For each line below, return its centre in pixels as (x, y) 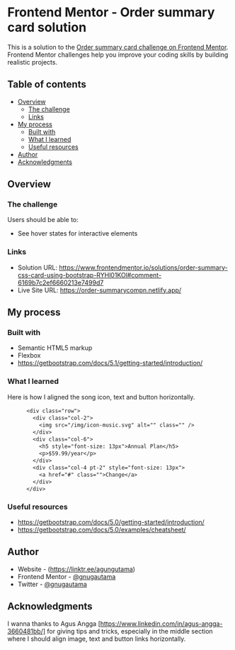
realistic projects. (33, 62)
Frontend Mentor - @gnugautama (67, 576)
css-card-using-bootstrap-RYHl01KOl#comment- (89, 275)
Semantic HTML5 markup (55, 348)
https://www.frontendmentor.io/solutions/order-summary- (143, 268)
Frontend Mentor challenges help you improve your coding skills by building (118, 55)
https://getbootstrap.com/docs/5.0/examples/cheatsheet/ (102, 530)
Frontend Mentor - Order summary (111, 12)
